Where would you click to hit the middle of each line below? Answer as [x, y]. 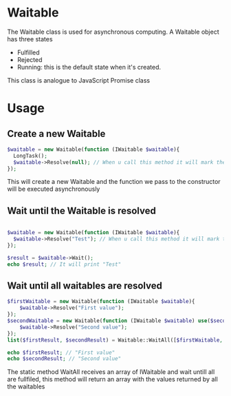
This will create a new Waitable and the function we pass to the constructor [114, 182]
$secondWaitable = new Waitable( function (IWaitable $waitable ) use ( [109, 321]
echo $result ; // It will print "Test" [64, 264]
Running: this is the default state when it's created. [89, 67]
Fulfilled [28, 52]
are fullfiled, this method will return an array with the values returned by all [112, 379]
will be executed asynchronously [54, 189]
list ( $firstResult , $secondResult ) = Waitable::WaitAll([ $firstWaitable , [115, 340]
